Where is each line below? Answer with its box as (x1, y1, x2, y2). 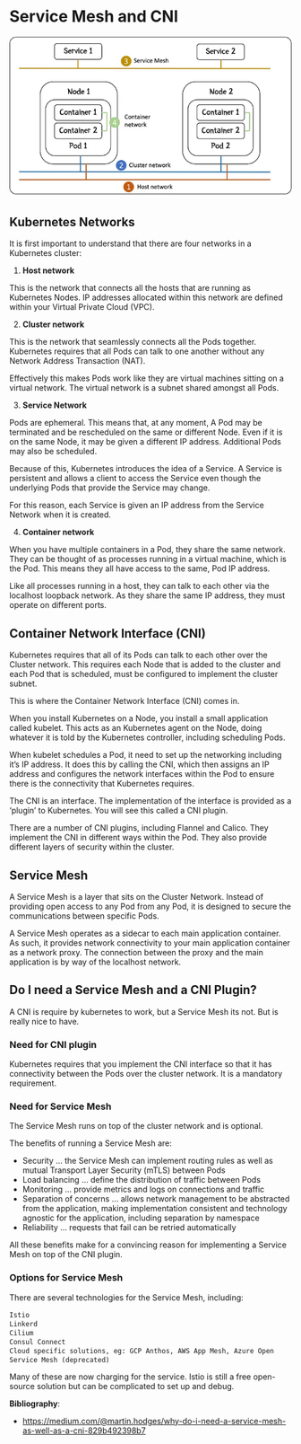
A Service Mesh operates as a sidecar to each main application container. (9, 928, 281, 938)
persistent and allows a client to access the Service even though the (9, 473, 262, 484)
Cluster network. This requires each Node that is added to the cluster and (9, 659, 280, 670)
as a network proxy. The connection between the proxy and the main (9, 947, 264, 957)
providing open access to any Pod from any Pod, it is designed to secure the (9, 901, 291, 911)
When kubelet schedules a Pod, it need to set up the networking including (9, 750, 282, 761)
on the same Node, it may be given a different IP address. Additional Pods (9, 436, 282, 447)
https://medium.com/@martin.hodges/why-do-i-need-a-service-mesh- (21, 1415, 287, 1426)
